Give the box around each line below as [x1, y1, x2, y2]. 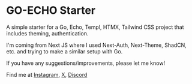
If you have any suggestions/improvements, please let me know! [6, 59, 166, 67]
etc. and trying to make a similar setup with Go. [6, 47, 123, 55]
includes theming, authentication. [6, 29, 89, 37]
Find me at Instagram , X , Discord [6, 71, 88, 78]
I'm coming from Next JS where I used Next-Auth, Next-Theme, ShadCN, [6, 41, 187, 49]
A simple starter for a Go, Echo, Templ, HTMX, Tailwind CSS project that [6, 23, 184, 31]
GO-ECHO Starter [6, 4, 96, 17]
